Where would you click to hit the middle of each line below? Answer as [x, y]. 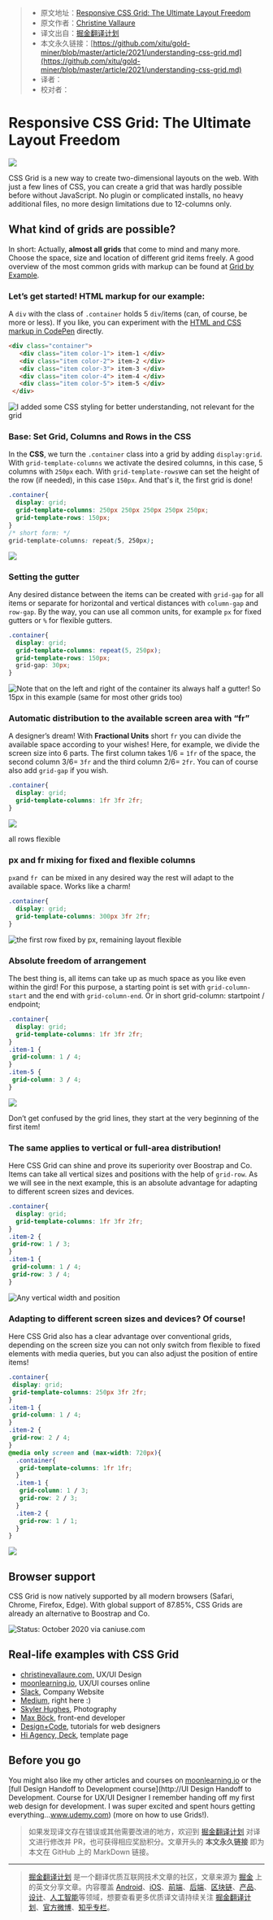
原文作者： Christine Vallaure [88, 23]
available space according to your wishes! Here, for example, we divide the [134, 744]
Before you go [45, 1761]
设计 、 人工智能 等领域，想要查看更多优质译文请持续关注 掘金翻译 [136, 1897]
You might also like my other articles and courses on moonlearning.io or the [135, 1780]
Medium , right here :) [55, 1700]
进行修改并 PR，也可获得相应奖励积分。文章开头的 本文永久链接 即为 [150, 1841]
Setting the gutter [44, 577]
